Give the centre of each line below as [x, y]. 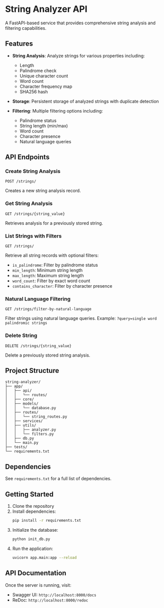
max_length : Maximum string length [48, 276]
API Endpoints [27, 157]
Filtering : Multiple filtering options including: [58, 111]
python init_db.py [31, 539]
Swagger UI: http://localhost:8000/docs [54, 595]
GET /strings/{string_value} [35, 214]
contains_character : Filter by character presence [62, 286]
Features [19, 44]
